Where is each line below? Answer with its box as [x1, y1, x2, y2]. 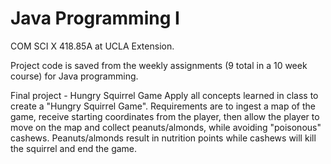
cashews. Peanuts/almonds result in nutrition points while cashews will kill [10, 132, 317, 144]
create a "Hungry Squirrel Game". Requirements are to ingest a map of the [10, 100, 316, 112]
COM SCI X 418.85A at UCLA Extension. [10, 40, 175, 52]
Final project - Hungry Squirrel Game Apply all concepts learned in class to [10, 89, 319, 101]
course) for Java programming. [10, 70, 139, 82]
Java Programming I [10, 7, 180, 30]
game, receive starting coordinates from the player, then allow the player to [10, 110, 320, 122]
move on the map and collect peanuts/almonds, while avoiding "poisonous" [10, 121, 322, 133]
